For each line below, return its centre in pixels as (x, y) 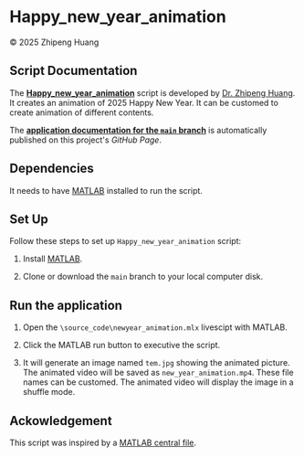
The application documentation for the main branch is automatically (138, 130)
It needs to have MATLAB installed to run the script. (106, 190)
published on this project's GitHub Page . (86, 140)
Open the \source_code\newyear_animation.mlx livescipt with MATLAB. (155, 327)
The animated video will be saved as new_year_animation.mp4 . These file (158, 373)
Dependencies (52, 169)
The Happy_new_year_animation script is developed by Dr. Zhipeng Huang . (152, 92)
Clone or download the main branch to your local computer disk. (143, 277)
